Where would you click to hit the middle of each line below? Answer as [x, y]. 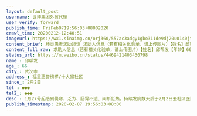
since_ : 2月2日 [24, 83]
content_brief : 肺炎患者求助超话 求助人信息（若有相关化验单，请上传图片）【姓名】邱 [98, 45]
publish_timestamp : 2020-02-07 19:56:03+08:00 [64, 104]
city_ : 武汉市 [22, 71]
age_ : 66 [17, 66]
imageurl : [18, 39]
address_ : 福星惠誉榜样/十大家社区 [45, 77]
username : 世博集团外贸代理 [37, 17]
